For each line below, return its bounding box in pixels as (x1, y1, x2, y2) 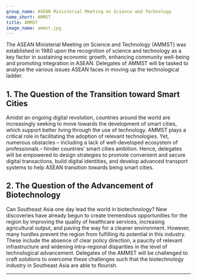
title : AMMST (6, 19, 38, 25)
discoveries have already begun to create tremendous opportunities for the (6, 212, 188, 219)
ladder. (6, 72, 23, 79)
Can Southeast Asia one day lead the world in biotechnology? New (6, 205, 167, 212)
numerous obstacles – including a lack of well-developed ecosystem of (6, 139, 178, 146)
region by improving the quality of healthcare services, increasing (6, 218, 165, 225)
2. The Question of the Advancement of (6, 181, 154, 191)
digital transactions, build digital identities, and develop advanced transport (6, 158, 188, 165)
